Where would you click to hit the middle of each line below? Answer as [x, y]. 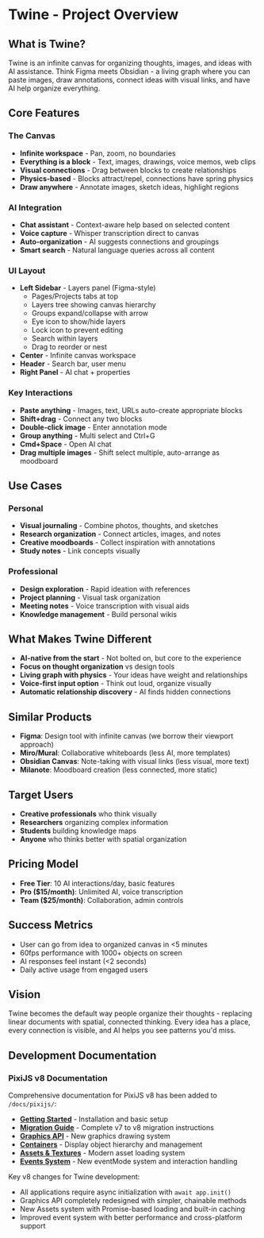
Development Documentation [82, 1055]
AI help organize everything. [54, 88]
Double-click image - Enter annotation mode [94, 427]
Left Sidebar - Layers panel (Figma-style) [88, 288]
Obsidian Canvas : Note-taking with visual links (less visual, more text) [134, 762]
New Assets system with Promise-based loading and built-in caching [132, 1209]
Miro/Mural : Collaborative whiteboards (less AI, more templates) [125, 753]
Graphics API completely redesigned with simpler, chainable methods [133, 1201]
